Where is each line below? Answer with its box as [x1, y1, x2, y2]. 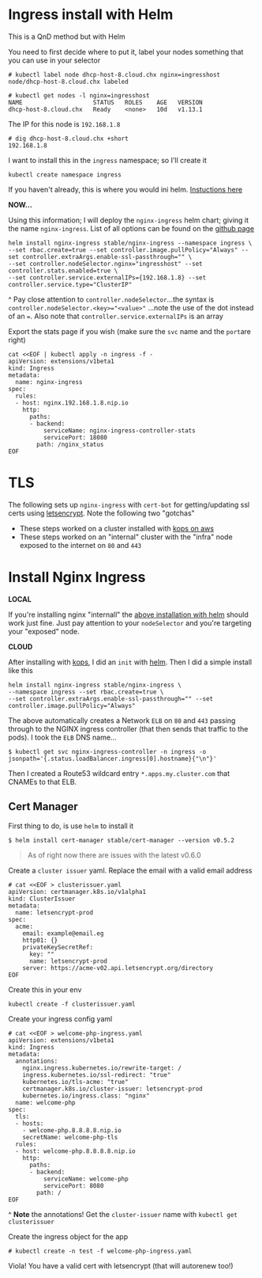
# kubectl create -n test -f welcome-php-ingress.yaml [8, 1247, 193, 1255]
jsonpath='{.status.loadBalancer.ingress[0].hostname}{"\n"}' [8, 755, 217, 763]
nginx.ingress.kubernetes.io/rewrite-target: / [22, 1063, 182, 1072]
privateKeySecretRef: [22, 943, 93, 951]
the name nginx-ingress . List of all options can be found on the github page [8, 223, 255, 233]
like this [8, 665, 33, 675]
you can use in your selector [8, 55, 101, 65]
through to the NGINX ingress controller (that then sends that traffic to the [8, 724, 249, 733]
